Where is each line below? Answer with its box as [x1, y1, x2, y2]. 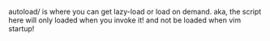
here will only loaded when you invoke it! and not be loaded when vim [8, 15, 242, 25]
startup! [8, 24, 35, 33]
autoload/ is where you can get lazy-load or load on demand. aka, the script [8, 7, 262, 16]
